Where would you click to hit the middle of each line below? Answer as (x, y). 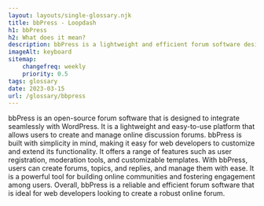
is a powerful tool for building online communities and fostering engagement (132, 177)
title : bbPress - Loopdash (52, 23)
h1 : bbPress (27, 30)
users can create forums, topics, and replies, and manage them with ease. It (131, 168)
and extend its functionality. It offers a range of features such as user (120, 152)
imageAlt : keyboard (40, 52)
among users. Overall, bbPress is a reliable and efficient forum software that (131, 185)
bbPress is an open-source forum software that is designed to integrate (124, 118)
